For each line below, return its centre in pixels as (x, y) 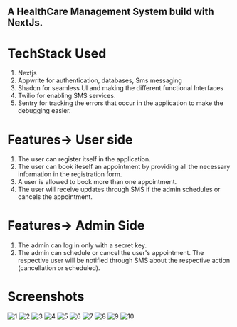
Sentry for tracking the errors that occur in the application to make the (121, 103)
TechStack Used (57, 53)
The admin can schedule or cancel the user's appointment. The (111, 253)
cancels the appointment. (55, 197)
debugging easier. (44, 111)
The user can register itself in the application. (84, 159)
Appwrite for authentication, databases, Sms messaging (100, 80)
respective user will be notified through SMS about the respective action (123, 261)
